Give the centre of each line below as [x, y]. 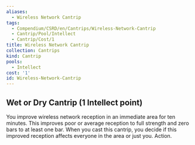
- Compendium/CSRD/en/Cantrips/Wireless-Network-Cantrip [84, 28]
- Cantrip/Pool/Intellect [44, 34]
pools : [14, 61]
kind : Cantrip [24, 56]
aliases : [17, 12]
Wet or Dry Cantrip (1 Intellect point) [75, 102]
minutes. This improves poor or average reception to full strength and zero [98, 123]
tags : [13, 23]
